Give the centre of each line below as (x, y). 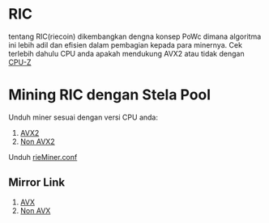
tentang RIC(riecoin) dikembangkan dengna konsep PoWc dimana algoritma (135, 36)
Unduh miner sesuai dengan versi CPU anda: (83, 117)
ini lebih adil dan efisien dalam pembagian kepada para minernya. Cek (126, 44)
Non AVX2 (37, 141)
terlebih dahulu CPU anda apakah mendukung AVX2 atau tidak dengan (126, 53)
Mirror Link (37, 183)
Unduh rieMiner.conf (43, 157)
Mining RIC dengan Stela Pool (110, 95)
